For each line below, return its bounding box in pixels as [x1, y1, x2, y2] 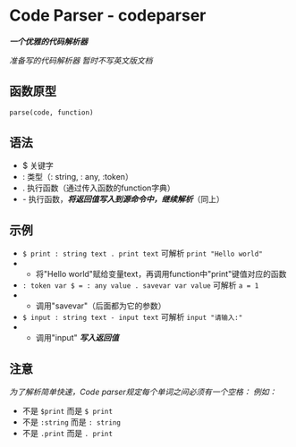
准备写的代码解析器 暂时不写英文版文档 [9, 55, 153, 65]
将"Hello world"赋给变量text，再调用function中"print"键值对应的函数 [35, 269, 287, 280]
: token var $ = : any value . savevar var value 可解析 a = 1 [21, 280, 259, 291]
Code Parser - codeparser [9, 5, 207, 26]
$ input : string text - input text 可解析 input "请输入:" [21, 312, 243, 323]
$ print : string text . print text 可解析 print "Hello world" [21, 248, 264, 259]
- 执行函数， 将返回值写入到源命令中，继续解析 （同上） [21, 194, 225, 205]
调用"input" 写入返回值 [35, 333, 119, 343]
